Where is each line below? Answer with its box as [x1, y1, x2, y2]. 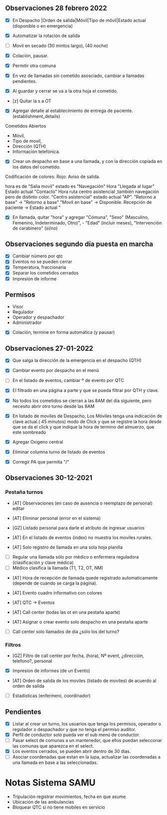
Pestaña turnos [5, 488, 43, 495]
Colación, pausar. [12, 52, 49, 58]
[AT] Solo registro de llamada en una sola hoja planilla [12, 544, 123, 550]
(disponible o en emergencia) [12, 22, 73, 29]
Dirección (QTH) [12, 143, 46, 149]
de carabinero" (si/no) [12, 225, 58, 231]
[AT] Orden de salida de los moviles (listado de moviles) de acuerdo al [12, 677, 157, 684]
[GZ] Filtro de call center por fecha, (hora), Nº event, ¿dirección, [12, 652, 145, 658]
